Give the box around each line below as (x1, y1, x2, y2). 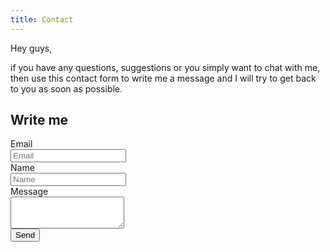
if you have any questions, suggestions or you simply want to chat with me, (10, 61, 321, 73)
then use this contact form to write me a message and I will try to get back (10, 72, 317, 84)
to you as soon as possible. (10, 82, 123, 95)
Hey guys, (10, 42, 53, 54)
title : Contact (10, 14, 74, 25)
